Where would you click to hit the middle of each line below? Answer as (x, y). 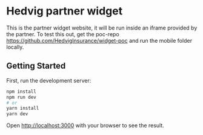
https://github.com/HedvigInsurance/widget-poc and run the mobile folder (99, 40)
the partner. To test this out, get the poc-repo (63, 34)
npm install (21, 92)
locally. (15, 47)
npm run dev (21, 97)
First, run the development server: (49, 80)
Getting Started (36, 66)
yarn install (23, 108)
